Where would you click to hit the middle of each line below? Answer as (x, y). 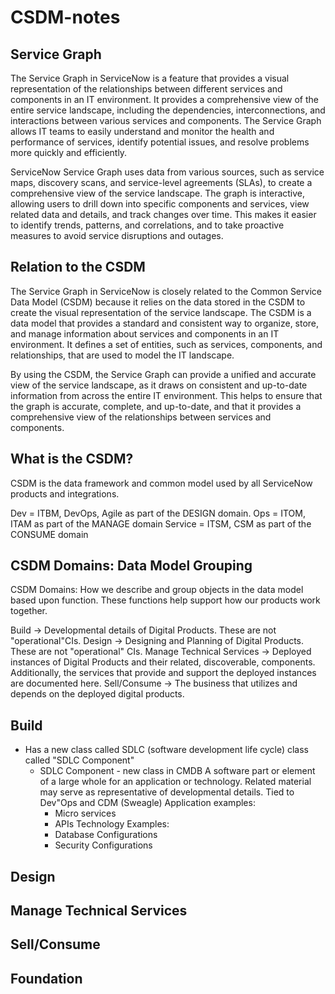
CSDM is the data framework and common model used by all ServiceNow (161, 483)
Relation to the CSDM (78, 267)
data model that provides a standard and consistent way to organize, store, (165, 323)
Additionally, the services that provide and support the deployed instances (163, 673)
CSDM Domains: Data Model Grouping (131, 566)
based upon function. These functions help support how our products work (165, 600)
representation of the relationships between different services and (146, 89)
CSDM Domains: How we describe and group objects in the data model (157, 590)
